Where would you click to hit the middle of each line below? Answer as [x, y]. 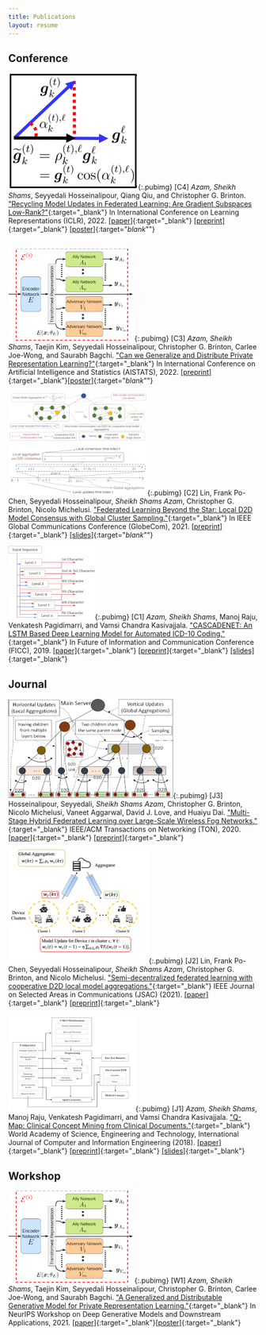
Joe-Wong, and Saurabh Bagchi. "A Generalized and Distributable [116, 1297]
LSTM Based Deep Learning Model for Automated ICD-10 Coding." [117, 634]
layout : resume [33, 25]
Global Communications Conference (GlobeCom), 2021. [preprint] [116, 527]
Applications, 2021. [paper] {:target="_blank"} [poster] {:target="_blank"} [125, 1322]
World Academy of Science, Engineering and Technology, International [123, 1134]
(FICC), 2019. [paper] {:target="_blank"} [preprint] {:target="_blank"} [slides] [131, 650]
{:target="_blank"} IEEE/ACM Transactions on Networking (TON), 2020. [125, 829]
